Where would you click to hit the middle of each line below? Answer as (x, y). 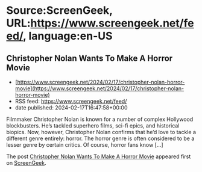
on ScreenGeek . (26, 163)
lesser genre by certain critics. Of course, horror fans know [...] (85, 145)
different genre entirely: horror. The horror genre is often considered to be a (100, 138)
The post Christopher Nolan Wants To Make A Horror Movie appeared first (99, 156)
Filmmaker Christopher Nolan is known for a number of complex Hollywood (100, 119)
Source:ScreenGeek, (59, 11)
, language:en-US (68, 36)
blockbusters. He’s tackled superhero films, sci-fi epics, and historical (93, 126)
